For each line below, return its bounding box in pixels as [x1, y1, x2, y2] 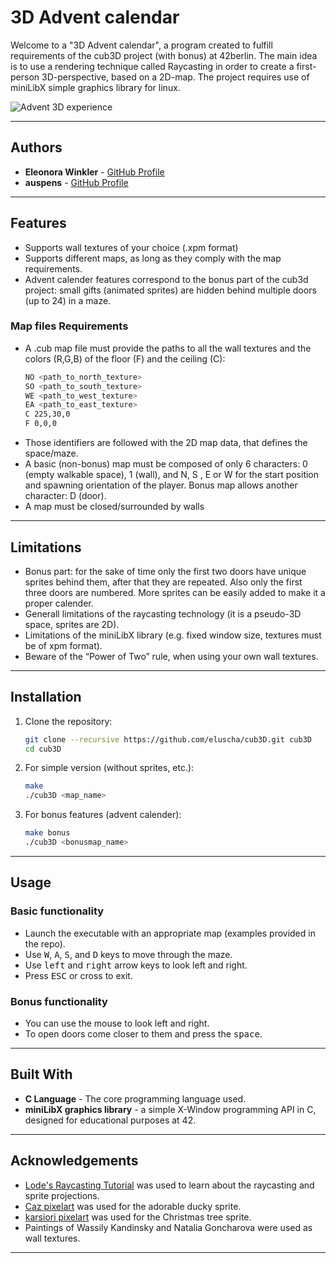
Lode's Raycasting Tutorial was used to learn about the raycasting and [24, 1179, 315, 1191]
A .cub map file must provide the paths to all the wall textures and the [24, 342, 312, 354]
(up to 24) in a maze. [24, 294, 112, 306]
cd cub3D [24, 744, 62, 754]
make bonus [24, 828, 71, 838]
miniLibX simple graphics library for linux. [10, 81, 181, 93]
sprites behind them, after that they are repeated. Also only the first [24, 576, 303, 588]
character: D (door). [24, 490, 107, 502]
